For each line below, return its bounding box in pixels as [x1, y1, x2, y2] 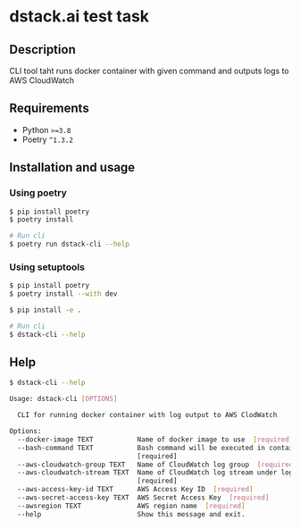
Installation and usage [9, 160, 136, 175]
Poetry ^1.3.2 [21, 134, 74, 145]
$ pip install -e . [9, 306, 82, 314]
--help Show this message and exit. [17, 509, 246, 519]
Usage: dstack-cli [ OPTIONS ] [9, 395, 118, 404]
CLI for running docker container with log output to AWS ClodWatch [17, 411, 278, 420]
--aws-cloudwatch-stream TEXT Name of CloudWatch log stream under [17, 468, 278, 477]
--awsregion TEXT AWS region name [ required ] [17, 501, 246, 510]
